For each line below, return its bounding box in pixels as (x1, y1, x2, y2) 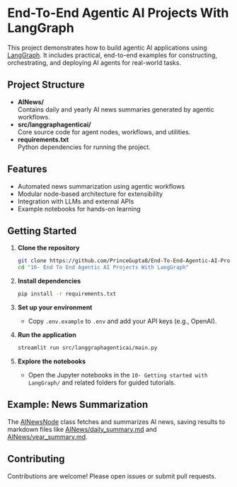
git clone (17, 257, 47, 264)
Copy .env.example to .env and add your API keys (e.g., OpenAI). (28, 317, 217, 325)
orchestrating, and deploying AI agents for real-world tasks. (7, 58, 182, 66)
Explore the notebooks (17, 357, 86, 365)
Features (7, 163, 47, 175)
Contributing (7, 453, 65, 465)
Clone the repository (17, 244, 80, 252)
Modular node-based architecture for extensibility (17, 189, 163, 198)
